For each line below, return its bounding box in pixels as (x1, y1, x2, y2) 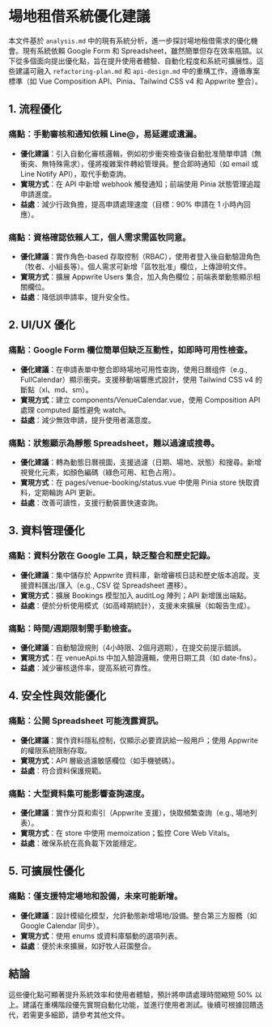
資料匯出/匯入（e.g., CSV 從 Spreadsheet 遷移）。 (27, 580, 192, 590)
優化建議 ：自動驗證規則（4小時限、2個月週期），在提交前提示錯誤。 (19, 642, 246, 653)
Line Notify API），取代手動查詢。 (19, 169, 131, 178)
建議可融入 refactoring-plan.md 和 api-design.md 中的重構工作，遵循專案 (15, 66, 261, 75)
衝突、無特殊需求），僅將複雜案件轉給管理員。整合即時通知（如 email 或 (19, 159, 259, 169)
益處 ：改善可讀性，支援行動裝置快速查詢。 (19, 498, 163, 507)
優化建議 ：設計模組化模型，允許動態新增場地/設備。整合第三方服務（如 (19, 910, 257, 920)
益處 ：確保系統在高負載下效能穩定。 (19, 838, 142, 848)
